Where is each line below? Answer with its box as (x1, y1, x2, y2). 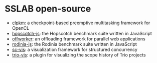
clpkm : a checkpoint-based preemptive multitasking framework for (12, 20, 150, 26)
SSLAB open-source (5, 3, 91, 15)
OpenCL (12, 25, 30, 31)
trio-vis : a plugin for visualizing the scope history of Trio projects (12, 51, 146, 58)
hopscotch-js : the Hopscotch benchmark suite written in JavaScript (12, 30, 152, 36)
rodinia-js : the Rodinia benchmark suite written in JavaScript (12, 41, 137, 47)
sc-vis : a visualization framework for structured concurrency (12, 46, 137, 52)
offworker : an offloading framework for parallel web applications (12, 36, 146, 42)
